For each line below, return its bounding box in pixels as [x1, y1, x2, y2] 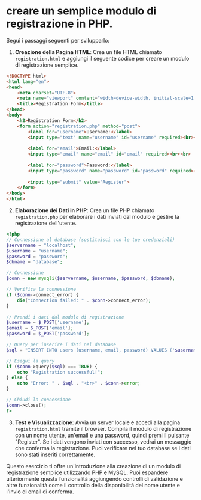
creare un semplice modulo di [6, 4, 157, 18]
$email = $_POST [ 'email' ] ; [6, 325, 74, 331]
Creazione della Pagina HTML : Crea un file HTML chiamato [14, 48, 162, 55]
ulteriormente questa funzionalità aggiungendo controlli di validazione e [6, 475, 184, 482]
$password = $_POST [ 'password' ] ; [6, 331, 90, 337]
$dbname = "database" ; [6, 259, 63, 265]
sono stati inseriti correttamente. [14, 451, 96, 458]
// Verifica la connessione [6, 287, 77, 293]
